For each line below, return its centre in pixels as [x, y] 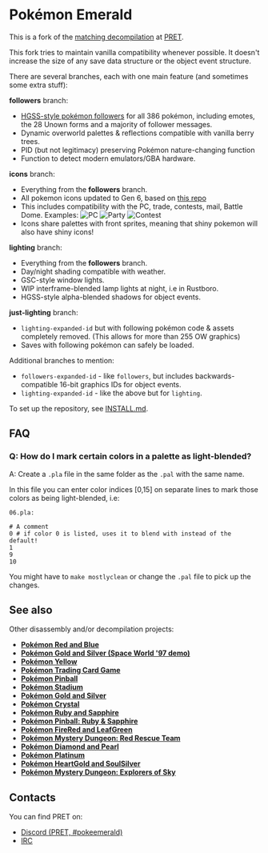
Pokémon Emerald [71, 15]
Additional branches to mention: [62, 360]
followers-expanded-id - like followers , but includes [107, 376]
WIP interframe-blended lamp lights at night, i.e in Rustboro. [120, 288]
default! [24, 541]
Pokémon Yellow [49, 662]
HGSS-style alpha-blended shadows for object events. [110, 297]
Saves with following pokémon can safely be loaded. [107, 345]
